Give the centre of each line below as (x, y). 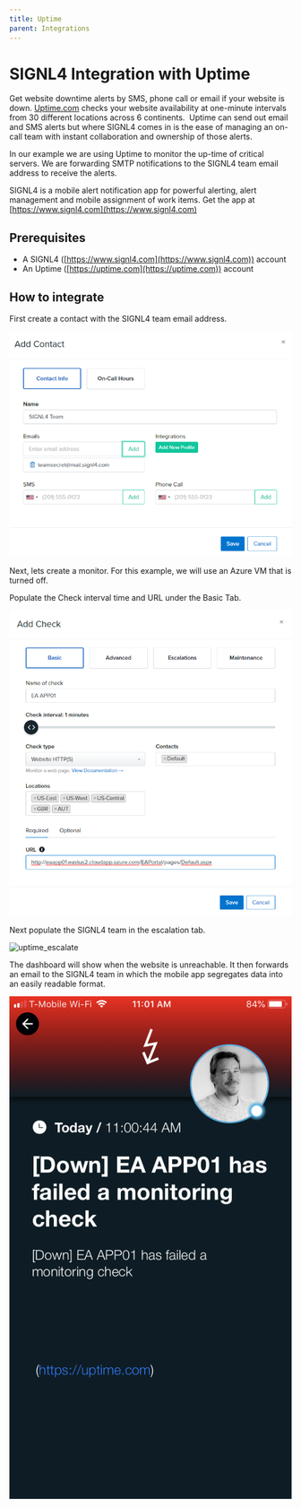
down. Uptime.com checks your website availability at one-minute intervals (148, 108)
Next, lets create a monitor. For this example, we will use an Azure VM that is (150, 571)
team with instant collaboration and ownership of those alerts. (138, 137)
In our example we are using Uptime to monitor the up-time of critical (137, 154)
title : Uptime (36, 19)
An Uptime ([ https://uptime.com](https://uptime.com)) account (138, 269)
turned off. (29, 581)
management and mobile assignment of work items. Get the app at (132, 200)
